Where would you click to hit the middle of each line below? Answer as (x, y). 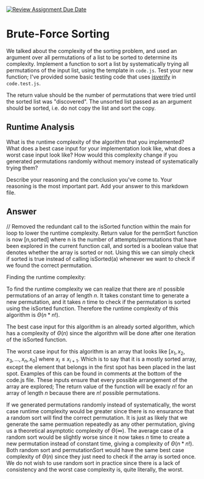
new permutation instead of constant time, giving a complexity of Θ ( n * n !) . (100, 444)
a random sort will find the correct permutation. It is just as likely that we (97, 418)
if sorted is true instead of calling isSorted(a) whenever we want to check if (101, 258)
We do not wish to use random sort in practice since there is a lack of (93, 463)
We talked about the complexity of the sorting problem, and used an (92, 51)
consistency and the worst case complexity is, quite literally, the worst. (95, 470)
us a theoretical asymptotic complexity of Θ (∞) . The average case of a (95, 431)
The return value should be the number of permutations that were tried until (101, 95)
